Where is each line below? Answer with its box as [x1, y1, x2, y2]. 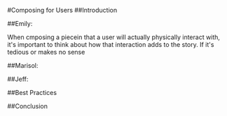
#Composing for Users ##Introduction [7, 6, 118, 14]
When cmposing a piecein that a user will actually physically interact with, [7, 33, 221, 41]
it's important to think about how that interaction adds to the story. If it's [7, 41, 214, 48]
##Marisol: [7, 61, 39, 69]
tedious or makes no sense [7, 48, 85, 56]
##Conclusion [7, 102, 48, 110]
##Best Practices [7, 89, 57, 96]
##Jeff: [7, 75, 29, 83]
